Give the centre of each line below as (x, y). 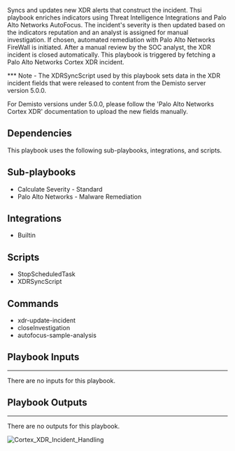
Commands (33, 303)
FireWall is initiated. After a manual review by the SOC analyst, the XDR (109, 47)
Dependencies (40, 133)
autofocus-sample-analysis (57, 336)
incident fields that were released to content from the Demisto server (107, 83)
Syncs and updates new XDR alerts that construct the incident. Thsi (105, 10)
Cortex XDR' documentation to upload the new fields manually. (98, 112)
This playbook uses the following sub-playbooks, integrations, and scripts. (115, 150)
